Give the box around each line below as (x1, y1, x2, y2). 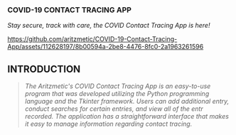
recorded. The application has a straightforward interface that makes (24, 112, 230, 121)
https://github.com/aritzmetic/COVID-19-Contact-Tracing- (7, 35, 178, 43)
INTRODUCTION (7, 63, 81, 75)
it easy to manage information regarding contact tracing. (24, 119, 193, 129)
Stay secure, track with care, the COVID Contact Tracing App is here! (7, 21, 210, 30)
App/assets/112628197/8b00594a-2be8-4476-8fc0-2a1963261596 (7, 43, 204, 51)
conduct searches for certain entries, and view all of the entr (24, 104, 204, 113)
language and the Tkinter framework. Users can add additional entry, (24, 97, 230, 106)
